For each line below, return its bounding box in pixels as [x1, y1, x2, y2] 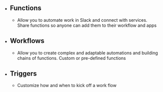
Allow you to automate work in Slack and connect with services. [17, 17, 148, 23]
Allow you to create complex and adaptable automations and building [17, 49, 158, 56]
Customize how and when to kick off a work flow [17, 83, 117, 89]
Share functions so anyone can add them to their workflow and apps [17, 22, 157, 28]
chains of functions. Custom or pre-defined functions [17, 55, 126, 61]
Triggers [9, 69, 37, 78]
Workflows [9, 37, 44, 45]
